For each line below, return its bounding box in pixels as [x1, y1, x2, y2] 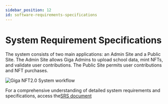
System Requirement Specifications [5, 34, 162, 46]
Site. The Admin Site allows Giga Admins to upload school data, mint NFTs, [5, 57, 163, 63]
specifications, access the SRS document [5, 93, 92, 99]
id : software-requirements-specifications [5, 12, 97, 17]
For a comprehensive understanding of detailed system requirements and [5, 88, 160, 94]
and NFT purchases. [5, 68, 49, 74]
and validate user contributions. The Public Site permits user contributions [5, 62, 162, 68]
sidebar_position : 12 [5, 7, 52, 13]
